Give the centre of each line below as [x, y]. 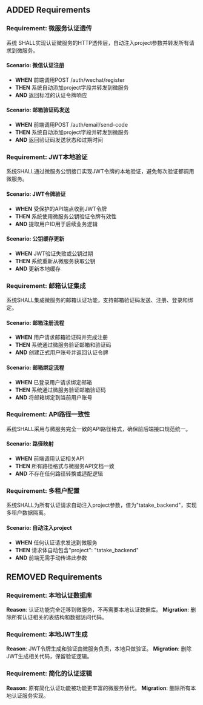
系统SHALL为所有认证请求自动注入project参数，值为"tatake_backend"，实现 [101, 505]
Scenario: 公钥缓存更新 [35, 239]
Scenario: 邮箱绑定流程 [35, 367]
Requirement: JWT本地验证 [47, 157]
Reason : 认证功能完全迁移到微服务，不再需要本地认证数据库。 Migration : [98, 610]
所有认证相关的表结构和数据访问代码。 [59, 617]
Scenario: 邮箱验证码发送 [38, 110]
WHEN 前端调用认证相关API [50, 458]
